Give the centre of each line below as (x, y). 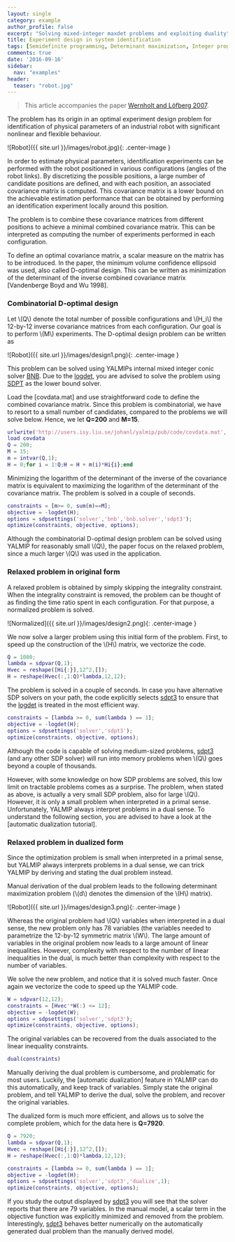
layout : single (29, 14)
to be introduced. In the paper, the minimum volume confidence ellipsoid (112, 263)
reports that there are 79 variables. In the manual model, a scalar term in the (117, 1209)
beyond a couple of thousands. (52, 766)
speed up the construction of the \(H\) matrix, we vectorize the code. (107, 644)
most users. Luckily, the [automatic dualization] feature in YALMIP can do (113, 1080)
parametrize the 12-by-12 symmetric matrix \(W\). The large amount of (108, 935)
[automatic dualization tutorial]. (52, 824)
